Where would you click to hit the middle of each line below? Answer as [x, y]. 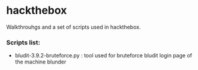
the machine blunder [40, 62]
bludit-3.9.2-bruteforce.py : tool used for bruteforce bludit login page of [103, 56]
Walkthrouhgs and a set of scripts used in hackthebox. [73, 27]
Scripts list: [23, 42]
